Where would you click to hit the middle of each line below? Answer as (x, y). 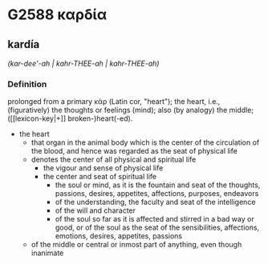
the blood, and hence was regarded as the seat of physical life (134, 151)
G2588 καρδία (57, 15)
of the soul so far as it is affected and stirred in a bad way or (154, 219)
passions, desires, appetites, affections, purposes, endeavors (157, 194)
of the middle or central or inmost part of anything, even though (136, 245)
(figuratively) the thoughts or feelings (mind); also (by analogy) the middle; (131, 110)
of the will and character (95, 210)
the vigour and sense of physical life (103, 168)
